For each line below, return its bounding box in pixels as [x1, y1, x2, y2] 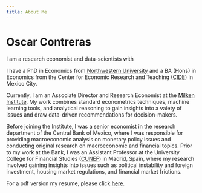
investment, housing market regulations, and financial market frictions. [6, 168, 182, 175]
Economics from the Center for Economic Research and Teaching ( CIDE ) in [6, 73, 194, 81]
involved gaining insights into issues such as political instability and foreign [6, 161, 194, 169]
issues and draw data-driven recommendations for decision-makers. [6, 110, 178, 118]
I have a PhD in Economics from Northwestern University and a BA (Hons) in [6, 67, 197, 74]
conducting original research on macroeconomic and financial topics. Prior [6, 142, 192, 149]
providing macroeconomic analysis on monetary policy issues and [6, 135, 171, 143]
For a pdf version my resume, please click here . [6, 180, 125, 187]
